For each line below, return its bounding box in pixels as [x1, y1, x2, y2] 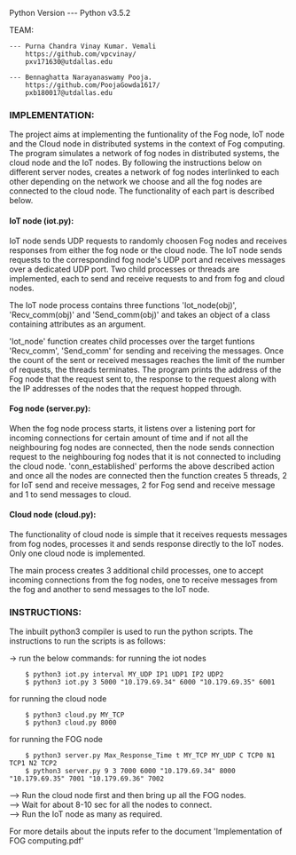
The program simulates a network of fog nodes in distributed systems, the [9, 148, 280, 159]
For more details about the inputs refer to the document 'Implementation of [9, 826, 283, 837]
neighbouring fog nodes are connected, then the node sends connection [9, 441, 275, 452]
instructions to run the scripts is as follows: [9, 636, 167, 646]
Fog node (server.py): [9, 403, 91, 414]
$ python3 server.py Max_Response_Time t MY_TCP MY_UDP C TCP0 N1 [25, 751, 276, 760]
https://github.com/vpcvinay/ [25, 50, 137, 59]
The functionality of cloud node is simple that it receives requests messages [9, 528, 288, 540]
